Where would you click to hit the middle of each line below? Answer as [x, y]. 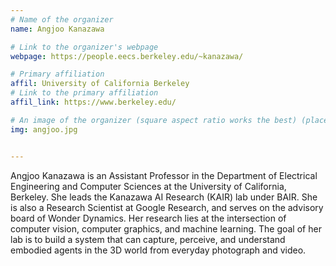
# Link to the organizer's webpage [84, 47]
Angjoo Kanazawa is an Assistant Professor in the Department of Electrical [164, 175]
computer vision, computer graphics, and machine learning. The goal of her [166, 228]
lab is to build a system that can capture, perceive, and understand [148, 239]
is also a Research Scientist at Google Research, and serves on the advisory [167, 207]
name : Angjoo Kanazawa [57, 29]
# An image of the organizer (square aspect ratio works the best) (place [169, 120]
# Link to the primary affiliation [84, 93]
